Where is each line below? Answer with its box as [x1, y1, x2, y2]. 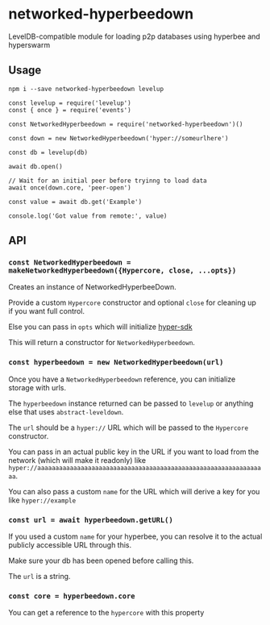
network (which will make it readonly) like [8, 455, 147, 465]
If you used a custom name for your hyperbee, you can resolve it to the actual [8, 531, 263, 541]
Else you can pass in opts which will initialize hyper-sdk [8, 322, 193, 331]
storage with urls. [8, 382, 67, 392]
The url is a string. [8, 572, 71, 581]
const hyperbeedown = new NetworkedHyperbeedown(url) [8, 358, 224, 367]
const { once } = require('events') [8, 106, 131, 114]
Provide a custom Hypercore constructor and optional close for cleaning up [8, 298, 256, 307]
